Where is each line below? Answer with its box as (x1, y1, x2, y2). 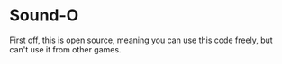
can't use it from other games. (9, 44, 122, 54)
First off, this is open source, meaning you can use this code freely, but (9, 35, 273, 45)
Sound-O (9, 5, 79, 26)
